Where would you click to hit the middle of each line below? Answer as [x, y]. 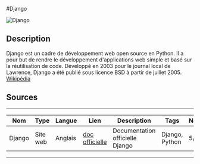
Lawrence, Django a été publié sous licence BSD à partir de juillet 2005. [94, 72]
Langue [66, 120]
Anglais [66, 138]
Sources [22, 98]
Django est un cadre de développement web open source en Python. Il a [95, 53]
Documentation [134, 131]
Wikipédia [18, 78]
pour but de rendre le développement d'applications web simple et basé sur [99, 60]
